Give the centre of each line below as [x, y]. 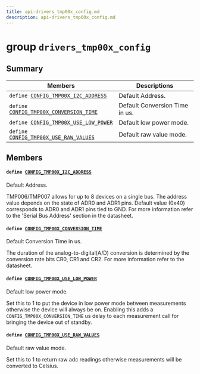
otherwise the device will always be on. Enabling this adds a [80, 309]
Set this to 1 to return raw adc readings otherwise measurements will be [94, 359]
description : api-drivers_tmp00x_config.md [61, 17]
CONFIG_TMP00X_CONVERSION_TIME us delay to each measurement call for [93, 316]
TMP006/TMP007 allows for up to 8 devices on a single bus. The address [97, 197]
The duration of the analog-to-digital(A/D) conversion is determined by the [98, 253]
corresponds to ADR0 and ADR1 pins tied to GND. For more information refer [100, 209]
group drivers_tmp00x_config [79, 47]
